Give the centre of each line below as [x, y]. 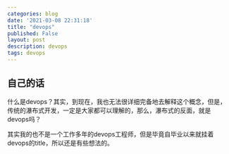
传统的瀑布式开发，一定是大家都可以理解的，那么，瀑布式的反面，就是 [109, 110]
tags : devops [26, 53]
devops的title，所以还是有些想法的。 [61, 143]
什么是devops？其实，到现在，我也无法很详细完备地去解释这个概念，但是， [117, 101]
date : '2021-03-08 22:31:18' [50, 20]
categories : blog [33, 14]
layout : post [26, 40]
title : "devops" [31, 27]
